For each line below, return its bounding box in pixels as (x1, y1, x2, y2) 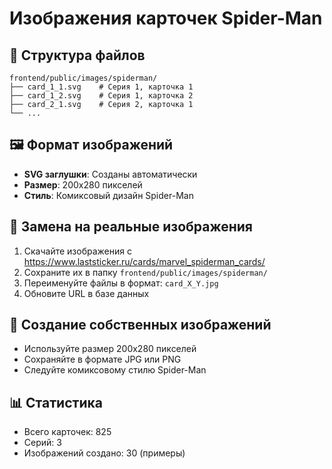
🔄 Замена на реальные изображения (9, 218, 253, 236)
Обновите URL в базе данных (23, 287, 150, 299)
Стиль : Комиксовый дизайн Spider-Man (23, 189, 194, 201)
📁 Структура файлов (9, 47, 146, 64)
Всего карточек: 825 (23, 426, 112, 438)
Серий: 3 (23, 437, 62, 449)
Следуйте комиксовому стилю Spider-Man (23, 364, 207, 376)
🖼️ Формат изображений (9, 137, 174, 154)
